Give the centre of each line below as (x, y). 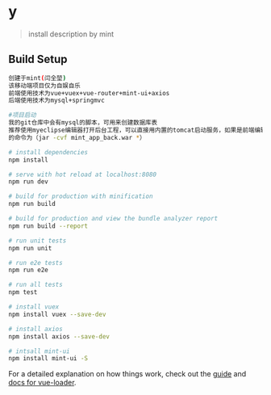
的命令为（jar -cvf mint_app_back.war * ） (77, 137)
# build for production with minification (81, 196)
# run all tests (35, 285)
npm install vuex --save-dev (57, 314)
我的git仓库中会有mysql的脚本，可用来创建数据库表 (83, 123)
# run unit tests (38, 241)
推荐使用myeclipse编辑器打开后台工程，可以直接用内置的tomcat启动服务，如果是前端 (131, 130)
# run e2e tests (35, 263)
